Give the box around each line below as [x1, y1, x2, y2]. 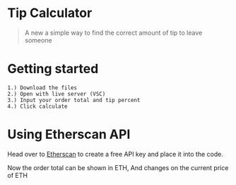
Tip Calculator [7, 5, 93, 21]
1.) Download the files [7, 84, 78, 91]
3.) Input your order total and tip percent [7, 96, 141, 103]
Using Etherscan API [7, 126, 131, 142]
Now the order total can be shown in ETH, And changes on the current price [7, 163, 229, 172]
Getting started [7, 61, 99, 77]
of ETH [7, 171, 28, 179]
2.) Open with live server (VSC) [7, 90, 106, 97]
